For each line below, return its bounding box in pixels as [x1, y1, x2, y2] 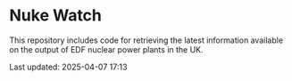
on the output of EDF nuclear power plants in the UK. [9, 44, 204, 54]
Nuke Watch [9, 5, 103, 26]
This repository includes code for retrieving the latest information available [9, 35, 284, 45]
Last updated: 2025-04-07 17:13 [9, 61, 128, 72]
